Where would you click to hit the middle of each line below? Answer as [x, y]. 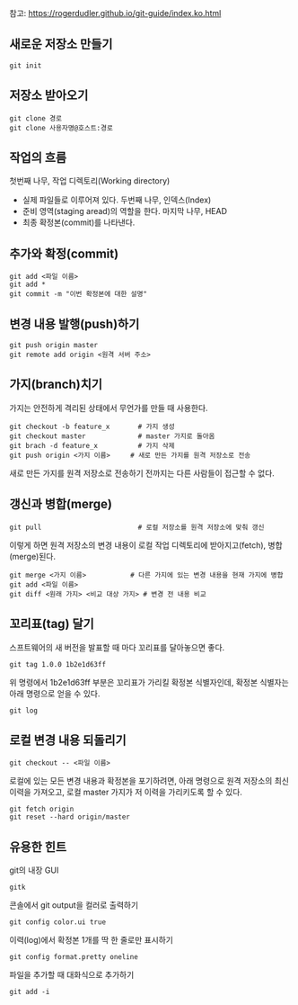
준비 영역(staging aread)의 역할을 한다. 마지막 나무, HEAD [124, 211]
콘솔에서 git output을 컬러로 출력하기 [74, 905]
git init [26, 66]
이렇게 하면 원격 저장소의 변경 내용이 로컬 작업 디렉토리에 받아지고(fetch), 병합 [146, 545]
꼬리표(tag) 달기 [52, 624]
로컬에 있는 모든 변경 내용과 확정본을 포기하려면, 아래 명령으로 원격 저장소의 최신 [149, 781]
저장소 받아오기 [49, 96]
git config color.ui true [57, 922]
